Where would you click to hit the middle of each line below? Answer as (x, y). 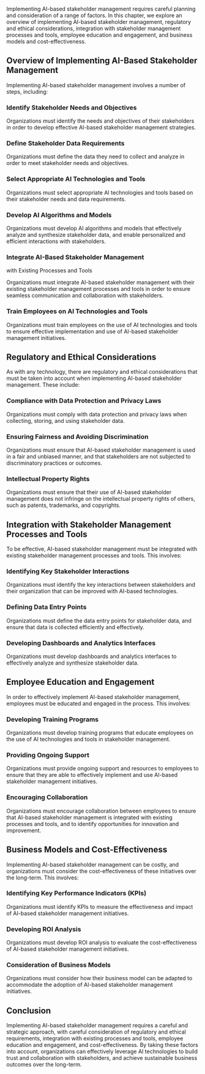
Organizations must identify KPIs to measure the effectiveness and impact (100, 906)
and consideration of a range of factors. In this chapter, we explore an (94, 15)
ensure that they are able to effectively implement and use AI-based (92, 775)
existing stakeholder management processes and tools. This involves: (94, 555)
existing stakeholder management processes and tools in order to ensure (99, 289)
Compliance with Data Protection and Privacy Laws (84, 401)
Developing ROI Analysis (44, 929)
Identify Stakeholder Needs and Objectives (72, 107)
